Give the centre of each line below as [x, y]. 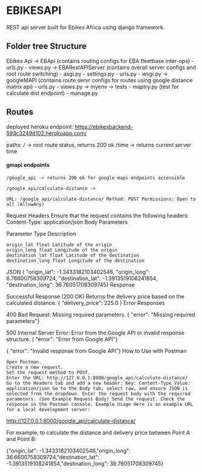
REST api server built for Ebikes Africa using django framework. [86, 27]
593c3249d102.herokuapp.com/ [47, 133]
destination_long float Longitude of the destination [76, 261]
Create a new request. [35, 367]
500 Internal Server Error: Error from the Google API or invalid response [95, 333]
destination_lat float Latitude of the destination [73, 255]
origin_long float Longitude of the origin [62, 250]
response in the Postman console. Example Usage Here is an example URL [100, 404]
